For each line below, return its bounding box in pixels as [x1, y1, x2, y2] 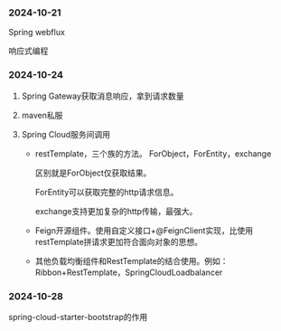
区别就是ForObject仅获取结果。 [34, 167, 152, 178]
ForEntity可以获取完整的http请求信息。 [34, 186, 179, 197]
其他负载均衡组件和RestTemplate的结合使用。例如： [34, 255, 229, 266]
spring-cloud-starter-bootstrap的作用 [8, 311, 148, 322]
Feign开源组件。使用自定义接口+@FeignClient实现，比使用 [34, 224, 254, 236]
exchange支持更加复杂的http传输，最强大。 [34, 205, 198, 216]
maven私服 [21, 109, 63, 120]
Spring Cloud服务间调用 [21, 128, 110, 139]
